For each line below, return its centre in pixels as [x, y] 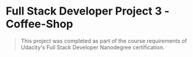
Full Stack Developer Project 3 [84, 11]
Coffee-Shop [40, 24]
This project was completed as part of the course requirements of [104, 41]
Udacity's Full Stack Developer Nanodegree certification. [93, 47]
